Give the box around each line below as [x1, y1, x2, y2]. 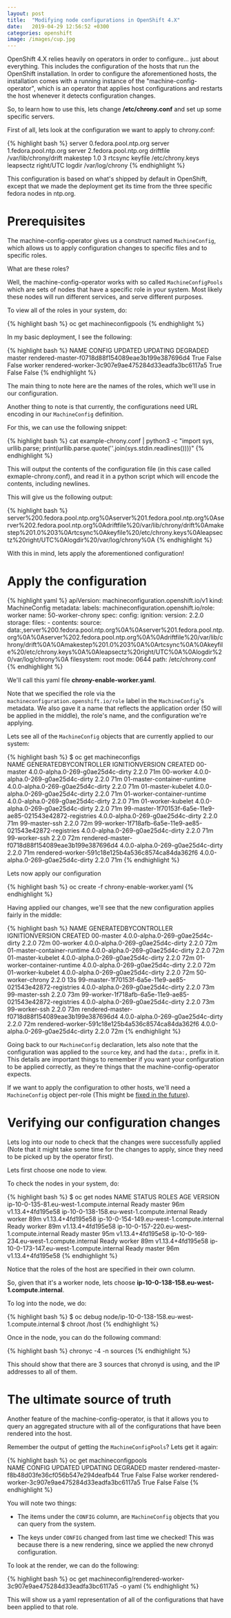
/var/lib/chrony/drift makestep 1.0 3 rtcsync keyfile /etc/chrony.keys [7, 154, 200, 163]
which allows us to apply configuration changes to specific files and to [7, 244, 208, 253]
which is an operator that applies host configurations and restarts [37, 84, 223, 93]
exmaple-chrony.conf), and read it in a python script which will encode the [7, 472, 219, 481]
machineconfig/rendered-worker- [88, 1574, 185, 1583]
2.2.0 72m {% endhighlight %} [94, 1027, 181, 1035]
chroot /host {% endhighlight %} [66, 1320, 159, 1328]
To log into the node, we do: [7, 1299, 87, 1307]
